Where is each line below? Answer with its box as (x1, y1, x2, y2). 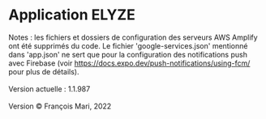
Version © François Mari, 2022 (8, 101, 112, 111)
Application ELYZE (8, 6, 135, 24)
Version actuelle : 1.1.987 (8, 83, 91, 94)
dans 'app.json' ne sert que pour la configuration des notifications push (8, 49, 247, 59)
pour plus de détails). (8, 66, 79, 76)
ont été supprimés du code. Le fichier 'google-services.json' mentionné (8, 40, 248, 50)
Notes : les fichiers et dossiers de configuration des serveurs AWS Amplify (8, 32, 258, 42)
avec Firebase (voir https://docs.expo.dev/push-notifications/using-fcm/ (8, 58, 251, 68)
